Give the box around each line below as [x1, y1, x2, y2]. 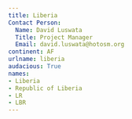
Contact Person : [8, 19, 61, 27]
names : [8, 70, 30, 78]
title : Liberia [8, 11, 58, 20]
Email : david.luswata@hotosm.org [15, 41, 125, 49]
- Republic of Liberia [8, 84, 82, 92]
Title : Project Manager [15, 33, 93, 41]
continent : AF [8, 48, 55, 56]
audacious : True [8, 63, 61, 70]
